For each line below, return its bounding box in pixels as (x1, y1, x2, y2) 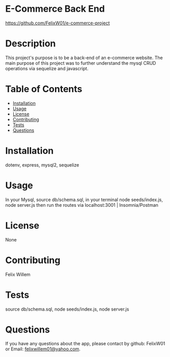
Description (5, 38, 56, 49)
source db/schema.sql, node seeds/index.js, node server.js (5, 306, 129, 312)
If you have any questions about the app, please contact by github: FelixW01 (5, 341, 165, 347)
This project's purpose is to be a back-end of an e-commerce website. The (5, 54, 163, 61)
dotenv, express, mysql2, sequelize (5, 161, 79, 168)
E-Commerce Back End (5, 3, 105, 15)
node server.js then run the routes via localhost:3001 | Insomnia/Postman (5, 202, 159, 208)
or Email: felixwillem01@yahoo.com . (5, 346, 80, 352)
